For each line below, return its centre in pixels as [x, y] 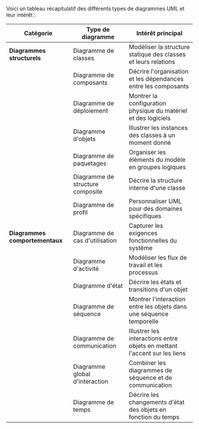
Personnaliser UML [155, 201]
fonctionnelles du [153, 241]
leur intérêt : [21, 15]
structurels [25, 58]
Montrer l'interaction [157, 299]
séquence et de [150, 378]
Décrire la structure [156, 180]
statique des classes [157, 54]
